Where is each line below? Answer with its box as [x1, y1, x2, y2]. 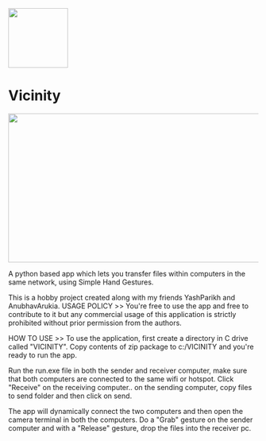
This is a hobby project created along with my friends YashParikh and [8, 292, 236, 302]
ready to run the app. [8, 350, 78, 360]
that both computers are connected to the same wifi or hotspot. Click [8, 373, 234, 384]
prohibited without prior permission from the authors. [8, 318, 183, 327]
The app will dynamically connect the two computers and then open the [8, 406, 244, 416]
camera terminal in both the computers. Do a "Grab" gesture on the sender [8, 415, 253, 424]
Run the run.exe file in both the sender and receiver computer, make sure [8, 366, 248, 375]
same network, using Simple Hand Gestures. [8, 277, 154, 287]
